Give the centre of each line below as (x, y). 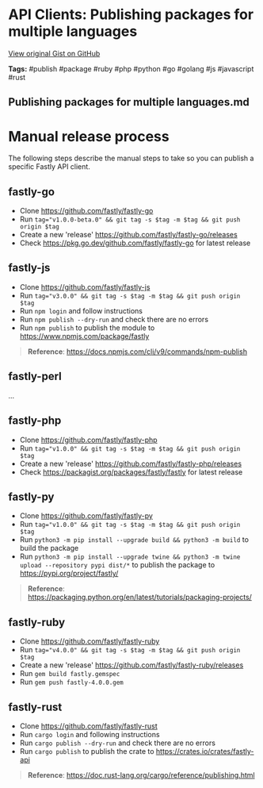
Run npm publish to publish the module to (87, 328)
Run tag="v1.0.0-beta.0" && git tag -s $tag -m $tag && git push (130, 219)
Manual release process (89, 136)
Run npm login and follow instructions (81, 310)
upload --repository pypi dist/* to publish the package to (117, 565)
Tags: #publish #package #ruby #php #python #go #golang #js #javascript (131, 68)
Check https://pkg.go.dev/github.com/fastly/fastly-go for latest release (135, 243)
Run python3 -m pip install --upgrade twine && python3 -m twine (130, 556)
